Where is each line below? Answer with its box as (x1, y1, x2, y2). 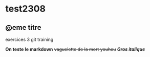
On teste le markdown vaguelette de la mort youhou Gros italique (5, 46, 145, 52)
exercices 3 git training (5, 36, 54, 42)
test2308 (5, 3, 46, 15)
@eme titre (5, 23, 42, 32)
